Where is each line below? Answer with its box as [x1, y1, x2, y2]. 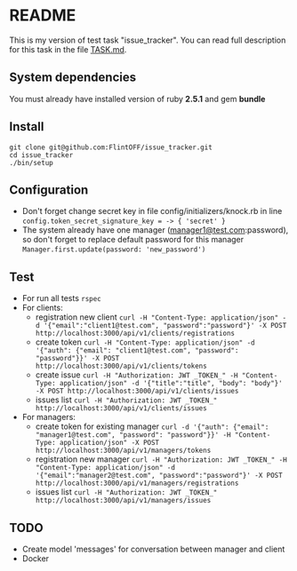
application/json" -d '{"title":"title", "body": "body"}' [59, 379, 283, 388]
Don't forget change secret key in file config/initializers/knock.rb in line [21, 206, 283, 217]
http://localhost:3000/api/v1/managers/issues [35, 496, 212, 505]
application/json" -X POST [59, 439, 160, 448]
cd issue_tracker [9, 150, 74, 160]
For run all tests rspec [21, 293, 102, 304]
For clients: [21, 303, 64, 313]
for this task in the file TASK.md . [9, 44, 127, 54]
